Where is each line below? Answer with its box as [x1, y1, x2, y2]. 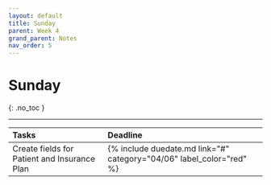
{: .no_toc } [8, 103, 45, 113]
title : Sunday [8, 19, 56, 27]
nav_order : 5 [8, 42, 52, 50]
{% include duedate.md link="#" [107, 143, 230, 154]
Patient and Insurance [12, 154, 95, 165]
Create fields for [12, 143, 74, 154]
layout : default [8, 11, 63, 20]
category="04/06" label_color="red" [107, 154, 248, 165]
